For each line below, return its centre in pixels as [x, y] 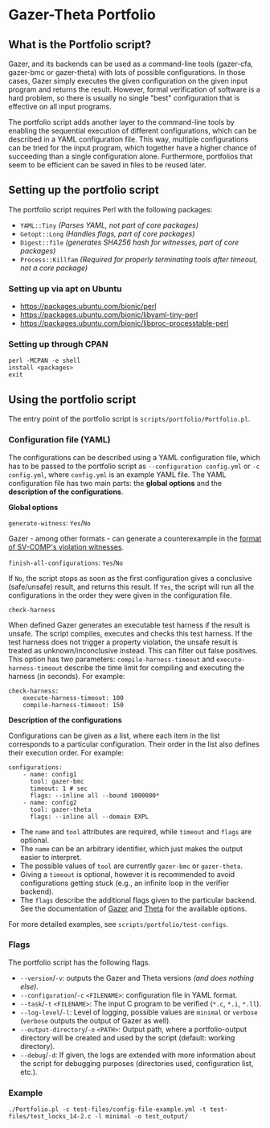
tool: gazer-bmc [57, 781]
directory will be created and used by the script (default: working [127, 1037]
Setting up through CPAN [58, 344]
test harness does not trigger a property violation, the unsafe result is [123, 642]
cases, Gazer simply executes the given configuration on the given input [128, 81]
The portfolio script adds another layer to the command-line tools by [121, 122]
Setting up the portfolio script [84, 190]
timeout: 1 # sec [59, 788]
